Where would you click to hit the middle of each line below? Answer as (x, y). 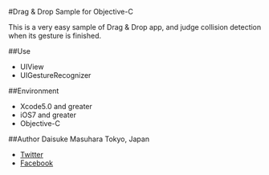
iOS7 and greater (48, 115)
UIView (32, 67)
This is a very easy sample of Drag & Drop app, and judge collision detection (135, 27)
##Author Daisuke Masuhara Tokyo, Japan (79, 139)
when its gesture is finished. (55, 36)
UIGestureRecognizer (55, 75)
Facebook (37, 163)
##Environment (34, 91)
